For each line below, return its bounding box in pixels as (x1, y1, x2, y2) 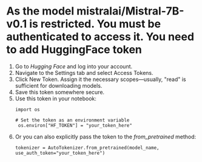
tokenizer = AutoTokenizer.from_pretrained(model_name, (15, 144, 160, 151)
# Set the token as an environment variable (15, 117, 130, 123)
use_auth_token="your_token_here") (15, 150, 106, 156)
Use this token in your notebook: (15, 95, 97, 102)
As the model (6, 4, 75, 18)
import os (15, 106, 41, 112)
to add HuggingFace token (6, 43, 143, 57)
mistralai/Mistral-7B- (76, 4, 184, 18)
